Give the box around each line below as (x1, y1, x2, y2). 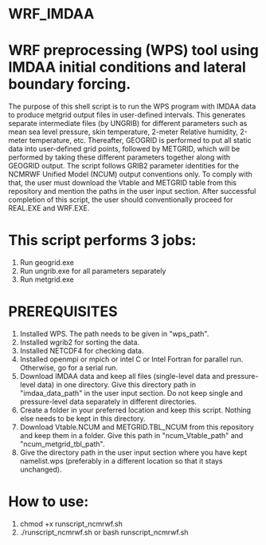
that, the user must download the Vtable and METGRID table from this (8, 178, 237, 188)
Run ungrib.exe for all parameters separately (19, 267, 166, 276)
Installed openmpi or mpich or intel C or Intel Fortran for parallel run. (19, 354, 244, 364)
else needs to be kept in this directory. (19, 414, 146, 423)
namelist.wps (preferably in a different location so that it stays (19, 456, 223, 465)
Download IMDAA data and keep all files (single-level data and (19, 372, 225, 381)
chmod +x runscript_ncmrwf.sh (19, 519, 123, 528)
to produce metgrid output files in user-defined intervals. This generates (8, 110, 245, 120)
